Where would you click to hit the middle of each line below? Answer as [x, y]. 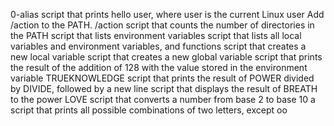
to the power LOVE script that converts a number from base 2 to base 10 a [163, 99]
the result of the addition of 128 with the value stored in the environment [159, 67]
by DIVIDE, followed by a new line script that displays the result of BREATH [164, 88]
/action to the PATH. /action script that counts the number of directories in [162, 25]
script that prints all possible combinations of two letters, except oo [149, 110]
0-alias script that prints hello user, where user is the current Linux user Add [167, 14]
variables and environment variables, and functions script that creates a [158, 46]
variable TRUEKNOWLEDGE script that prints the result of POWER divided [162, 78]
